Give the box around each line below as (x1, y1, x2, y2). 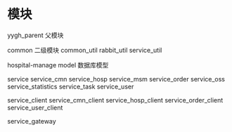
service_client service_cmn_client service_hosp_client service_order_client (7, 95, 224, 104)
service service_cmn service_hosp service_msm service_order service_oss (7, 74, 226, 83)
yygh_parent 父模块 (7, 31, 64, 39)
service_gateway (7, 117, 56, 125)
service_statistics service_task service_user (7, 82, 134, 91)
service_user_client (7, 103, 63, 112)
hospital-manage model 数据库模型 (7, 60, 109, 69)
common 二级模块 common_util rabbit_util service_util (7, 46, 162, 54)
